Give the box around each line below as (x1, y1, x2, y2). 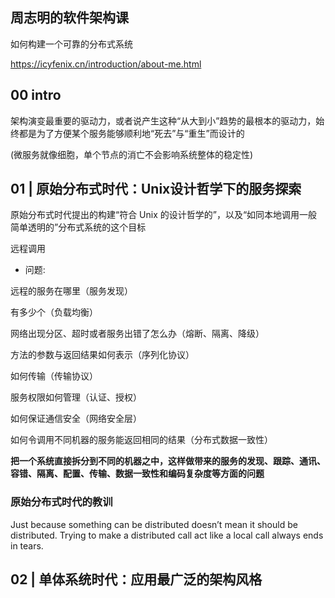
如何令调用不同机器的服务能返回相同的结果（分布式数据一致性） (10, 434, 273, 446)
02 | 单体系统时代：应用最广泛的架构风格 (10, 571, 263, 588)
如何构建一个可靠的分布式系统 (10, 38, 133, 50)
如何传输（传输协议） (10, 370, 98, 382)
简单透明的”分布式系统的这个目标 (10, 221, 147, 233)
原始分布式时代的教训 (10, 495, 113, 509)
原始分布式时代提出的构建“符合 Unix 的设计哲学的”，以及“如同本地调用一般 (10, 209, 318, 221)
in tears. (10, 539, 44, 552)
